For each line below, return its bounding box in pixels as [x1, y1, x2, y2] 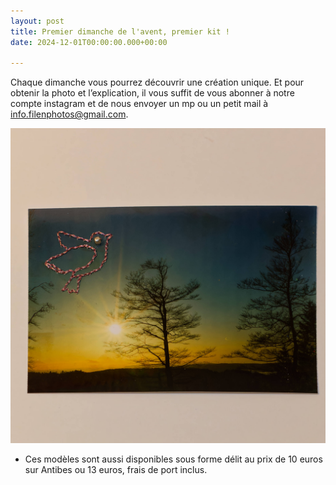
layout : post [10, 16, 65, 26]
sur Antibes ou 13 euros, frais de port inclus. [24, 464, 208, 476]
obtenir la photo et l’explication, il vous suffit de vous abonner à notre [10, 87, 295, 99]
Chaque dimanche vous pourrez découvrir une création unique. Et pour [10, 76, 305, 89]
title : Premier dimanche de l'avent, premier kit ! [10, 26, 230, 37]
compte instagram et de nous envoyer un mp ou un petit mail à [10, 98, 269, 110]
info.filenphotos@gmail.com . [10, 108, 129, 120]
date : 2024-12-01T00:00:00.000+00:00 [10, 37, 168, 47]
